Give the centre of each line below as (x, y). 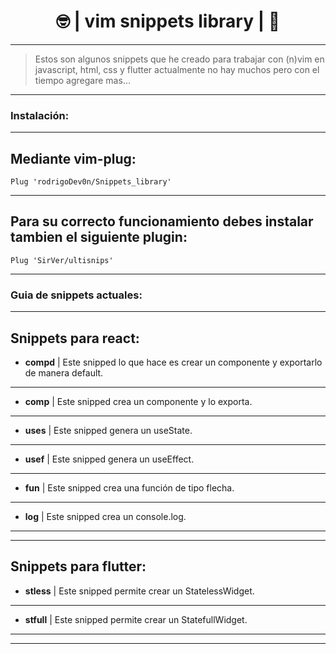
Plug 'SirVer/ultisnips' (62, 260)
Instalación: (40, 115)
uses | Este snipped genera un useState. (108, 430)
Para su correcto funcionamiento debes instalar (162, 221)
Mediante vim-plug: (73, 158)
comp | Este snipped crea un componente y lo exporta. (138, 401)
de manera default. (64, 372)
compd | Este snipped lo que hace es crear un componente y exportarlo (173, 362)
